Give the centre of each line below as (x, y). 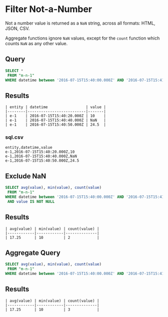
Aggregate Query (33, 253)
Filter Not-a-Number (49, 9)
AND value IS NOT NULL (31, 201)
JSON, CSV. (17, 28)
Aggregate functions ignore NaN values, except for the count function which (82, 38)
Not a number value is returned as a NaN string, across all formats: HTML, (80, 23)
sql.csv (14, 137)
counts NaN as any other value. (36, 43)
